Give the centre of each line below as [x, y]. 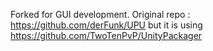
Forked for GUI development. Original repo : [100, 14]
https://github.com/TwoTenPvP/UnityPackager [106, 35]
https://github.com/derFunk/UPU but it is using [106, 25]
